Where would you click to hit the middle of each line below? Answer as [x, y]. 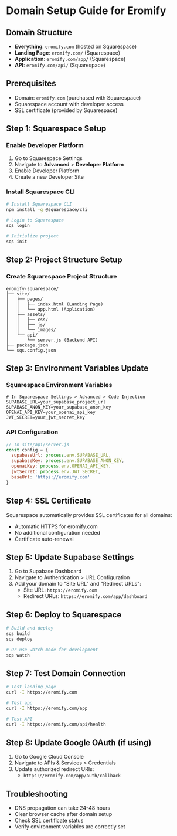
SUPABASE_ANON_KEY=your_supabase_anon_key [59, 407]
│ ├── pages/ [25, 299]
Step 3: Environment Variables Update [77, 368]
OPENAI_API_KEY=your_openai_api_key [51, 412]
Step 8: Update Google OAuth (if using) [79, 742]
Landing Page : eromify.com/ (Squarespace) [67, 53]
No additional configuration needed [57, 532]
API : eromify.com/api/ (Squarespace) [60, 65]
